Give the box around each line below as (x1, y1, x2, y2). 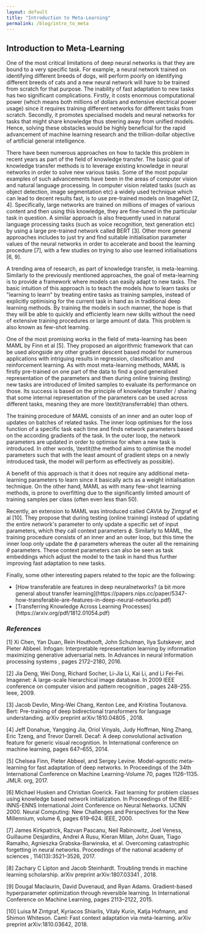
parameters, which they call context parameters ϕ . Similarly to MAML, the (6, 527, 192, 534)
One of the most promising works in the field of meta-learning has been (6, 335, 187, 343)
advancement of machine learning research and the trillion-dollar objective (6, 131, 195, 138)
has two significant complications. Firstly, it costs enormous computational (6, 92, 195, 99)
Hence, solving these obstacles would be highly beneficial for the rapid (6, 124, 186, 132)
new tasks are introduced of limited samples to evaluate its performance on (6, 381, 197, 389)
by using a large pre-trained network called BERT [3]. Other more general (6, 227, 192, 234)
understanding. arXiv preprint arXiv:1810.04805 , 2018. (6, 714, 144, 722)
